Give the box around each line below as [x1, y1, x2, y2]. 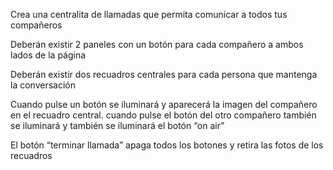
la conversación [10, 79, 76, 91]
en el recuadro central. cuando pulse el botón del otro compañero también [10, 109, 317, 121]
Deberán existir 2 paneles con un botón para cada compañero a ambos [10, 39, 304, 50]
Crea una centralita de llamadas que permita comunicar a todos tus [10, 9, 288, 20]
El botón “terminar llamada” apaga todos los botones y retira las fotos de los [10, 139, 324, 151]
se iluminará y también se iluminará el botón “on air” [10, 120, 225, 131]
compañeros [10, 19, 63, 31]
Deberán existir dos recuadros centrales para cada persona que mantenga [10, 69, 318, 80]
